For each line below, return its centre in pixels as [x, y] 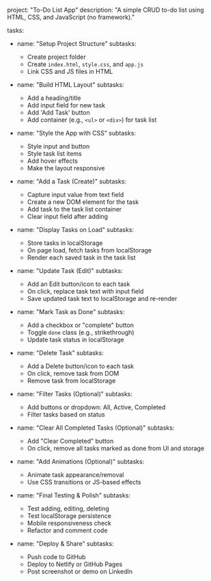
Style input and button [58, 146]
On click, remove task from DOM [73, 373]
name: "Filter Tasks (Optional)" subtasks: [75, 394]
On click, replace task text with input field [85, 291]
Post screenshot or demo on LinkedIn [80, 571]
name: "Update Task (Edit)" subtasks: [70, 271]
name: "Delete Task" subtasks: [60, 353]
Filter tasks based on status [66, 414]
